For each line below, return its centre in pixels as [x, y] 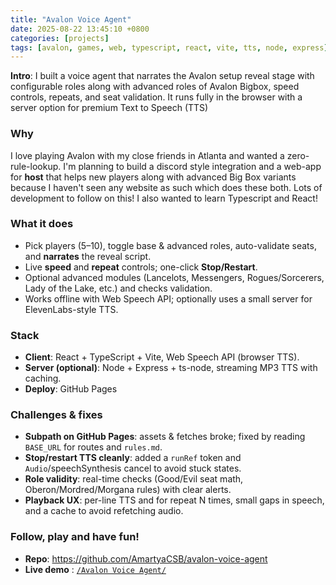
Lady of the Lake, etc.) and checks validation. [118, 288]
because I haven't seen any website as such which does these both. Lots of [166, 187]
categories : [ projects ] [60, 38]
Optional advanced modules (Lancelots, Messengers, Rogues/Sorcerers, [174, 277]
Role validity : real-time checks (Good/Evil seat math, [134, 479]
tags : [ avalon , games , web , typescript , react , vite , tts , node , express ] [169, 47]
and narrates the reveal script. [88, 256]
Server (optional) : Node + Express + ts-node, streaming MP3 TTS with [171, 368]
